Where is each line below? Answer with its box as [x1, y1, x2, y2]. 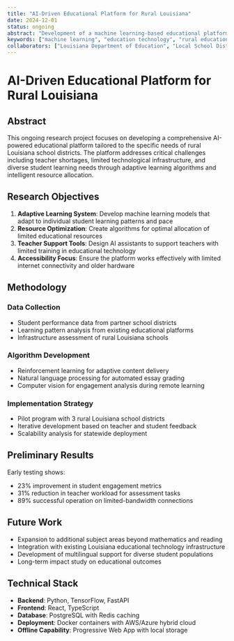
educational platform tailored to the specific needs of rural [33, 141, 201, 149]
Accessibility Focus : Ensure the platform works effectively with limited [17, 254, 221, 262]
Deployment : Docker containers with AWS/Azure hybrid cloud [17, 618, 196, 626]
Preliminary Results [7, 449, 94, 461]
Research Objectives [7, 191, 100, 203]
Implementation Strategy [7, 398, 94, 408]
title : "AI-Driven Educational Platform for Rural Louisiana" [7, 10, 192, 17]
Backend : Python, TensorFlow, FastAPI [17, 596, 130, 604]
